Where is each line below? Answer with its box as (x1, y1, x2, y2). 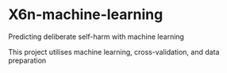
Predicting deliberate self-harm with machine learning (8, 32, 185, 41)
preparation (8, 56, 47, 65)
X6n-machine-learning (8, 6, 164, 24)
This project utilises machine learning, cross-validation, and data (8, 47, 220, 56)
